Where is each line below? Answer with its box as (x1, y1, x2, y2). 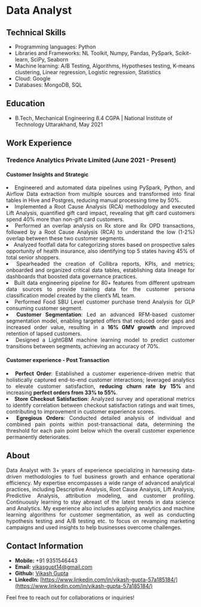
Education (6, 99, 45, 109)
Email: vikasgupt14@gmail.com (14, 563, 93, 571)
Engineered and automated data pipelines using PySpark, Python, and (14, 184, 195, 191)
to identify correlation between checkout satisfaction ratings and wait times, (6, 401, 195, 409)
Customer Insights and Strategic (6, 171, 89, 178)
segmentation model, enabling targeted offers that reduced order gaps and (6, 317, 195, 324)
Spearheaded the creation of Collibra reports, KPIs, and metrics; (16, 260, 195, 268)
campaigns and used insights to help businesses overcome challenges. (6, 523, 182, 531)
